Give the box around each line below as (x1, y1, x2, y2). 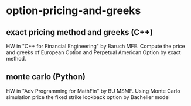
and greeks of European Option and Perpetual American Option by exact (6, 49, 181, 56)
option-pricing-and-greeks (6, 4, 141, 17)
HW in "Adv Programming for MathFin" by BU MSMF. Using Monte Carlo (6, 87, 180, 94)
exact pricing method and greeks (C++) (6, 27, 154, 37)
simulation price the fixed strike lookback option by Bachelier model (6, 93, 170, 100)
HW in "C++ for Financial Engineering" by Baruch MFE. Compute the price (6, 43, 186, 50)
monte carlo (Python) (6, 72, 86, 82)
